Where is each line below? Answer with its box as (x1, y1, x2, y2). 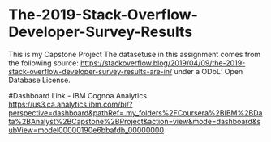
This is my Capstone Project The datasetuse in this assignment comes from (8, 49, 261, 59)
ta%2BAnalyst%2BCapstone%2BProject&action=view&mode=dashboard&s (8, 116, 261, 126)
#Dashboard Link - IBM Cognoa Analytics (8, 90, 148, 100)
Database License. (8, 75, 71, 85)
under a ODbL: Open (174, 66, 243, 76)
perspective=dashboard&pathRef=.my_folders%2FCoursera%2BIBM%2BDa (8, 107, 263, 118)
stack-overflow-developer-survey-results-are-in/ (8, 66, 173, 76)
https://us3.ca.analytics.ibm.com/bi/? (8, 99, 133, 109)
